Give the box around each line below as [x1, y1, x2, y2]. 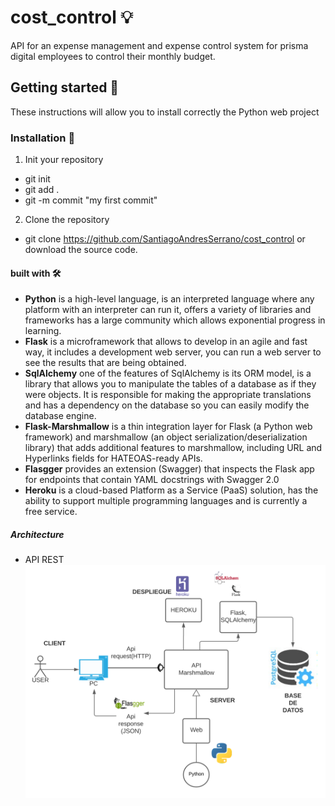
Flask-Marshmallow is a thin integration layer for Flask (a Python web [24, 421, 313, 433]
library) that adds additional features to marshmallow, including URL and [24, 442, 323, 454]
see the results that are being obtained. [24, 357, 187, 369]
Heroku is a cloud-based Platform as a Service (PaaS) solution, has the [24, 484, 319, 496]
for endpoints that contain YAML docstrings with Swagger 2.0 [24, 474, 280, 486]
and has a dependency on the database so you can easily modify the [24, 399, 310, 411]
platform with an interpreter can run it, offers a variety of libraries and [24, 304, 312, 316]
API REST [24, 554, 65, 566]
